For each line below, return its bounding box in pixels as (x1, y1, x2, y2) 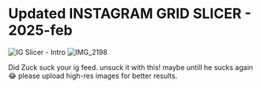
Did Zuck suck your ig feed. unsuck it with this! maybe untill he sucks (8, 62, 233, 71)
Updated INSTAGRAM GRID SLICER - (8, 5, 252, 23)
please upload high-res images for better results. (18, 71, 178, 80)
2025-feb (8, 21, 73, 39)
